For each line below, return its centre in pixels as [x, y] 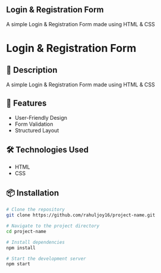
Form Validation [34, 124]
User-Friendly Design [41, 117]
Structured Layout [37, 130]
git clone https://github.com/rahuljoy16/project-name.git [81, 215]
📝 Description [32, 70]
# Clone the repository [36, 210]
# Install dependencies [36, 242]
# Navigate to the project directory [53, 226]
